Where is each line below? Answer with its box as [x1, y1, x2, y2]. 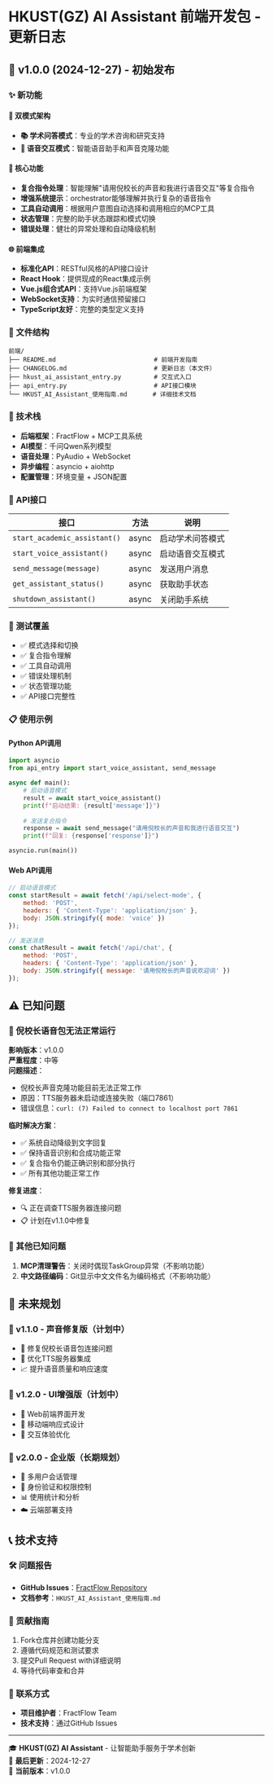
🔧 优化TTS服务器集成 [19, 1354, 91, 1364]
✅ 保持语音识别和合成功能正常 [19, 1148, 122, 1158]
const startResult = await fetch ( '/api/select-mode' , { [8, 891, 201, 900]
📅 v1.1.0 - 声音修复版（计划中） [8, 1324, 130, 1335]
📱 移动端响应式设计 [19, 1419, 84, 1429]
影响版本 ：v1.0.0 [8, 1045, 64, 1055]
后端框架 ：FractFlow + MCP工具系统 [19, 431, 143, 441]
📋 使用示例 [8, 714, 53, 725]
